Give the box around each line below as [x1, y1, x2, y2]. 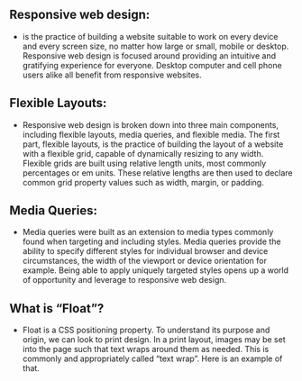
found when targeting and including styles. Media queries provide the [22, 236, 281, 247]
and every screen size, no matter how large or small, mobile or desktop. [22, 41, 289, 51]
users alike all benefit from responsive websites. [22, 69, 203, 80]
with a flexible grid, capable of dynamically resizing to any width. [22, 148, 264, 159]
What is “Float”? [9, 301, 105, 316]
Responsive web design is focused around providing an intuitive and [22, 50, 277, 61]
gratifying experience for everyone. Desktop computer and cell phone [22, 59, 282, 70]
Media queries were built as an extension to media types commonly [22, 227, 274, 238]
